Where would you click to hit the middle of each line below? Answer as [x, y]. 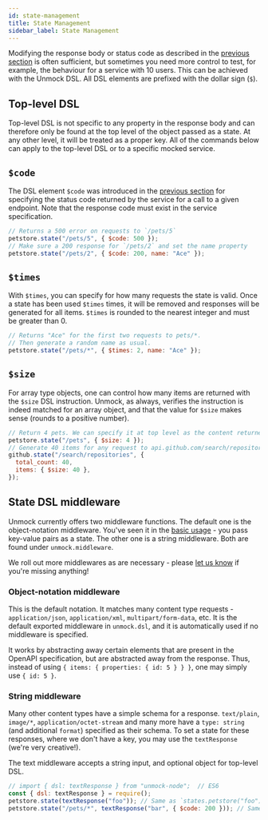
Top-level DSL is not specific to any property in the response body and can [132, 123]
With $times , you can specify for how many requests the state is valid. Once [133, 296]
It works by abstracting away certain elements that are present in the [121, 650]
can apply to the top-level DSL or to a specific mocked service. [112, 149]
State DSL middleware [65, 502]
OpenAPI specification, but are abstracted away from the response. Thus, [129, 658]
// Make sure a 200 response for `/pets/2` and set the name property [128, 246]
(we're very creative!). [45, 747]
